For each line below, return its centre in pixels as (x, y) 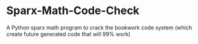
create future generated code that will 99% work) (69, 34)
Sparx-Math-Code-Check (73, 11)
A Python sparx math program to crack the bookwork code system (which (99, 28)
